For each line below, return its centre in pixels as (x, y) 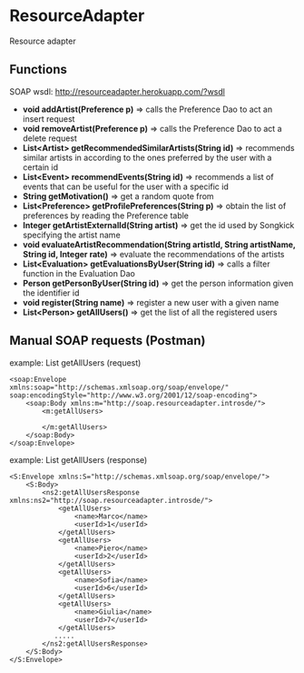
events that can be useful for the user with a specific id (126, 186)
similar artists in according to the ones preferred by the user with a (147, 157)
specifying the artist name (71, 235)
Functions (39, 70)
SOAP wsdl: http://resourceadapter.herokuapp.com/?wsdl (117, 91)
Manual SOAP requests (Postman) (108, 341)
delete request (49, 138)
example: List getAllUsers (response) (78, 459)
